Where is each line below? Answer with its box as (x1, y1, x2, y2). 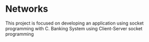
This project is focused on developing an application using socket (5, 20, 144, 26)
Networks (5, 3, 49, 15)
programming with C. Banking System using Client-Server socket (5, 25, 143, 31)
